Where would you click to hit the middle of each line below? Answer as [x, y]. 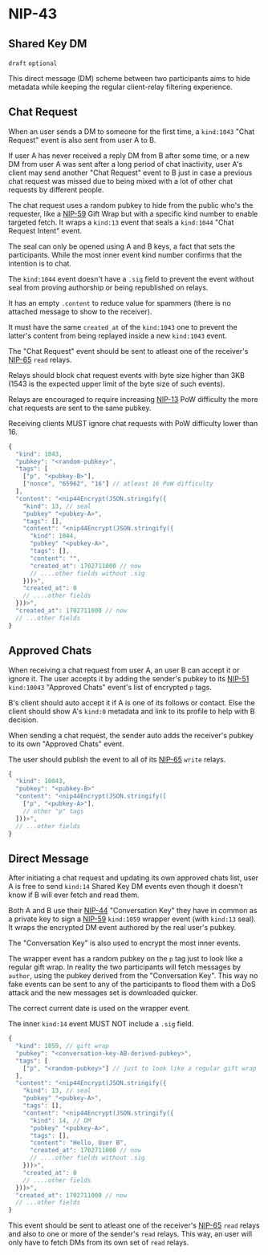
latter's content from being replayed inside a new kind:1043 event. [118, 335]
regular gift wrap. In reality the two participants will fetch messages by [125, 967]
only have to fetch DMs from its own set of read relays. [99, 1243]
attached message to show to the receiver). [80, 311]
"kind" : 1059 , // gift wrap [63, 1046]
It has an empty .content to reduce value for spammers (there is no [120, 303]
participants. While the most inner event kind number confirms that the [125, 254]
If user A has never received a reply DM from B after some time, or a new [129, 155]
